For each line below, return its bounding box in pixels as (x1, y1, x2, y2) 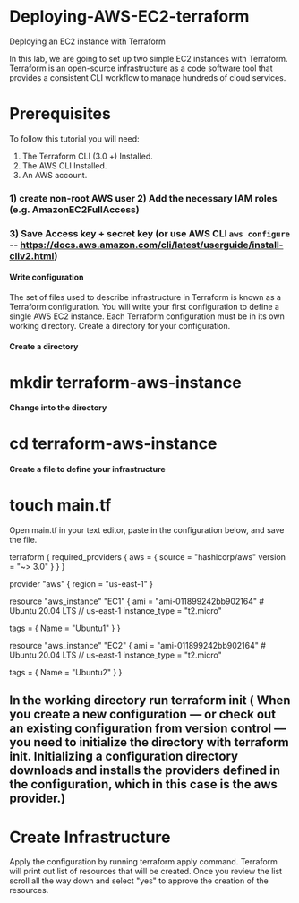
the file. (9, 535, 38, 546)
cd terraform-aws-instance (9, 434, 218, 454)
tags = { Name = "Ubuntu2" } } (9, 667, 123, 678)
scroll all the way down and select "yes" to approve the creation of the (9, 875, 269, 886)
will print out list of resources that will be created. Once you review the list (9, 866, 283, 877)
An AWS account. (21, 169, 88, 180)
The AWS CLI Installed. (21, 159, 107, 171)
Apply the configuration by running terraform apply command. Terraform (9, 856, 278, 867)
